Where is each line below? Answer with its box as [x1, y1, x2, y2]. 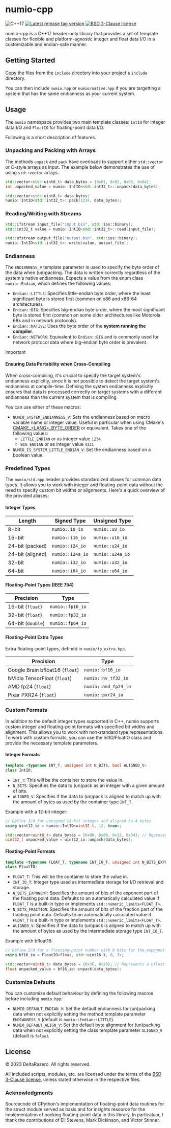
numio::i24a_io [51, 551, 89, 557]
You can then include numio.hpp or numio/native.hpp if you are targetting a [5, 85, 161, 91]
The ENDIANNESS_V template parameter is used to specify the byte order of [5, 264, 159, 270]
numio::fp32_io [49, 612, 87, 618]
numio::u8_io [93, 527, 125, 532]
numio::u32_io [93, 560, 128, 566]
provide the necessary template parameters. [5, 740, 98, 746]
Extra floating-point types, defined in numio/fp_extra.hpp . [5, 645, 126, 651]
